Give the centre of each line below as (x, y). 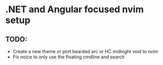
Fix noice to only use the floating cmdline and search (68, 57)
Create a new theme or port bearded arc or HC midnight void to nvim (85, 51)
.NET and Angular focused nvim (75, 9)
